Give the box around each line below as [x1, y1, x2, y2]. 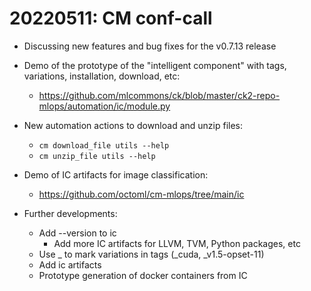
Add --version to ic [38, 227, 117, 239]
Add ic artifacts [38, 258, 102, 271]
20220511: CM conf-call [9, 7, 213, 30]
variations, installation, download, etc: [23, 70, 181, 82]
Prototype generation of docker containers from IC [38, 269, 248, 281]
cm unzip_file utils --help [38, 151, 156, 161]
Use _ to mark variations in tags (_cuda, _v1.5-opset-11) [38, 248, 265, 260]
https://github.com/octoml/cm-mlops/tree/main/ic [38, 188, 245, 200]
